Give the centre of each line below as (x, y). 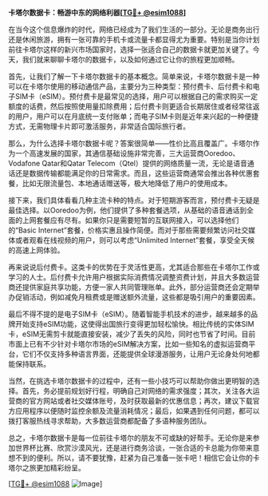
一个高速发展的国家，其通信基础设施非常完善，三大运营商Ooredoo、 (127, 153)
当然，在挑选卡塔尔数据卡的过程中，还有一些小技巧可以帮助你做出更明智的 (130, 381)
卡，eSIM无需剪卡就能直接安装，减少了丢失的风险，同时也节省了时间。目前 (132, 334)
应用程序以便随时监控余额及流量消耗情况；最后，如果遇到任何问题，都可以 (137, 411)
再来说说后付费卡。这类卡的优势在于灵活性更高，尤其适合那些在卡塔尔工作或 (134, 267)
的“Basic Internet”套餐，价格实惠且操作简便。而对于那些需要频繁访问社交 (128, 230)
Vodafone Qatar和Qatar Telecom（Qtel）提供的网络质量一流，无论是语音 (128, 163)
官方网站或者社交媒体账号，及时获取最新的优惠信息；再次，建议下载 (141, 401)
